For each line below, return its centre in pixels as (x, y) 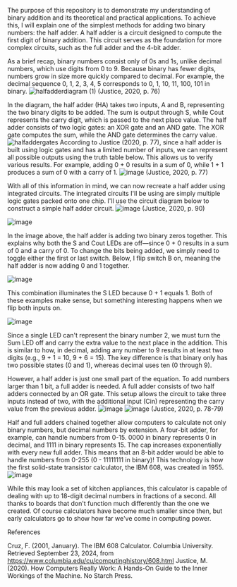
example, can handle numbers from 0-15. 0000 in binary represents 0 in (112, 437)
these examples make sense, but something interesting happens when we (115, 300)
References (24, 532)
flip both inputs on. (35, 308)
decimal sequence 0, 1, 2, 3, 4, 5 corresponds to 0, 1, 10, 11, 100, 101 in (109, 84)
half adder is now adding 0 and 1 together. (68, 266)
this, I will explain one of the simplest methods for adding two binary (107, 25)
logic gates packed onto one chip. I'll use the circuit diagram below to (108, 201)
